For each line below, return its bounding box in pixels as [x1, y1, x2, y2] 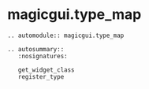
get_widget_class [17, 65, 76, 74]
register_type [17, 72, 65, 80]
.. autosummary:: [7, 45, 65, 53]
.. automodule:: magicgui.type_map [7, 32, 125, 39]
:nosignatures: [17, 52, 68, 60]
